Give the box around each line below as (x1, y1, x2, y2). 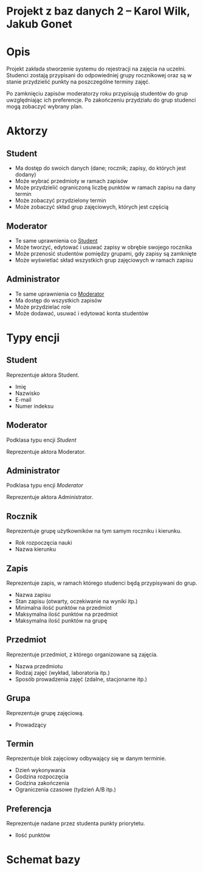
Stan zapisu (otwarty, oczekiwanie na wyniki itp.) (15, 598, 138, 605)
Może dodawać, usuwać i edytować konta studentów (15, 309, 149, 317)
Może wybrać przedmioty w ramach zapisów (15, 178, 128, 185)
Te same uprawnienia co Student (15, 237, 98, 244)
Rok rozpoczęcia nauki (15, 539, 72, 546)
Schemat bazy (6, 853, 81, 867)
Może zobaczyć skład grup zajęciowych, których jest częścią (15, 203, 169, 211)
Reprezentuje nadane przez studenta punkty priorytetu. (6, 820, 145, 827)
